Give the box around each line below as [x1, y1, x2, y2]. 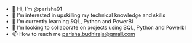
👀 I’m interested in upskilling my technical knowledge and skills [11, 12, 166, 19]
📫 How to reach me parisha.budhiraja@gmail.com [11, 31, 135, 37]
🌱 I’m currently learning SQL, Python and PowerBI [11, 18, 133, 24]
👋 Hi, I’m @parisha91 [11, 6, 62, 12]
